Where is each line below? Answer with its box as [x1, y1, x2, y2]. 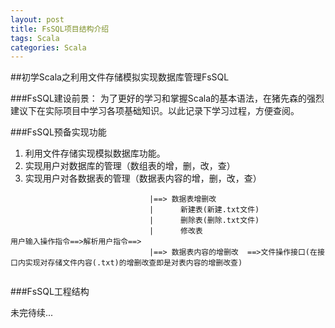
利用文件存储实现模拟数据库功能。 [24, 147, 166, 160]
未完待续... [10, 307, 54, 319]
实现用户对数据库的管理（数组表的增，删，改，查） [24, 160, 236, 172]
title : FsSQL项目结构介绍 [10, 24, 110, 34]
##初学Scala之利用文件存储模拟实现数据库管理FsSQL [10, 71, 230, 83]
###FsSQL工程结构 [10, 286, 90, 298]
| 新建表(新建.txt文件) [148, 205, 260, 215]
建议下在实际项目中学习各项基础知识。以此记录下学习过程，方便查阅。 [10, 105, 300, 117]
